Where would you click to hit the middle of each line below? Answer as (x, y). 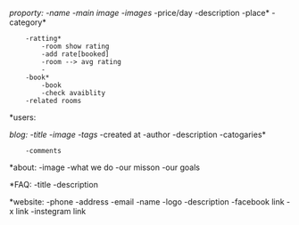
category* (28, 22)
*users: (23, 117)
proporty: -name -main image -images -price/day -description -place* (140, 13)
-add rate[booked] (75, 54)
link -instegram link (51, 211)
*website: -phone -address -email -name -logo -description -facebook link (147, 202)
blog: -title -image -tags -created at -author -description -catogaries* (137, 134)
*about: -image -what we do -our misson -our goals (105, 167)
